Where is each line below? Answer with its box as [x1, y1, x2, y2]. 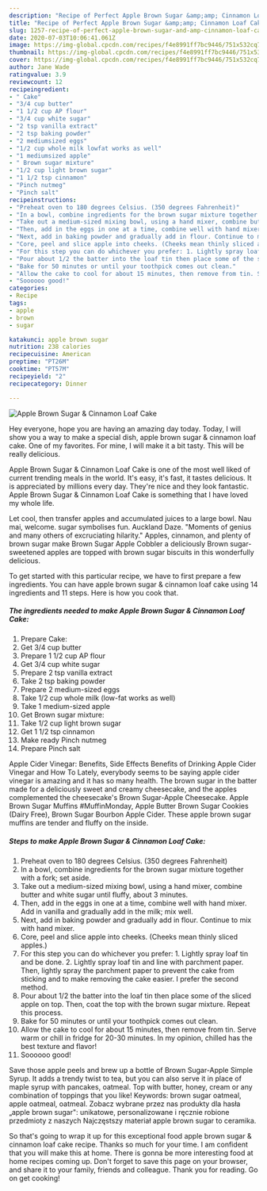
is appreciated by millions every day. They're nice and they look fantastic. [9, 481, 249, 491]
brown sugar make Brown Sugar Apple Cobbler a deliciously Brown [9, 538, 229, 548]
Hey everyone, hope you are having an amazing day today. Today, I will [9, 423, 241, 433]
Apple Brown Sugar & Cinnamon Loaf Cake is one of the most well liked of [9, 465, 251, 474]
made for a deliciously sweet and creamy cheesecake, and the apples [9, 784, 237, 794]
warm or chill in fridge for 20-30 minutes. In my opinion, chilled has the [20, 1033, 253, 1043]
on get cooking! [9, 1174, 60, 1183]
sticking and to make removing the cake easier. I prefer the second [20, 975, 238, 984]
